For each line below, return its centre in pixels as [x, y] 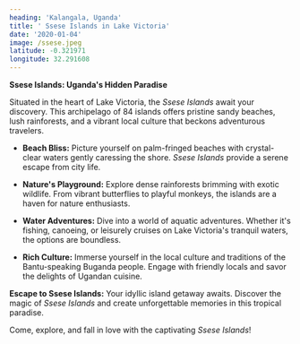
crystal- [260, 148]
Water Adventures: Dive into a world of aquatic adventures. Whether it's [156, 221]
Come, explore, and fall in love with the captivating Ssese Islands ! [130, 330]
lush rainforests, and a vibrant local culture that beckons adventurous [137, 121]
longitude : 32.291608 [50, 59]
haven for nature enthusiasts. [76, 203]
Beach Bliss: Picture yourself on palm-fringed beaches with [133, 148]
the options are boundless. [72, 240]
